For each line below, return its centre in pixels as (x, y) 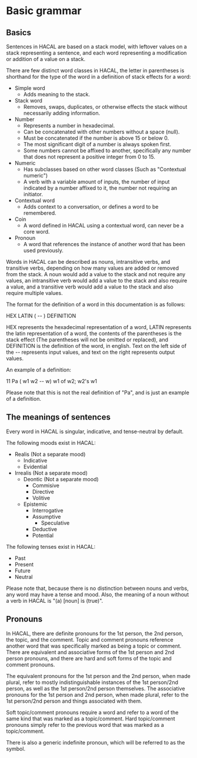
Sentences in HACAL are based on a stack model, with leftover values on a (96, 46)
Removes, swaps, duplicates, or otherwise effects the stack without (105, 107)
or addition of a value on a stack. (46, 59)
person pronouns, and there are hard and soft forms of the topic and (89, 658)
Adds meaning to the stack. (56, 94)
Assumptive (46, 516)
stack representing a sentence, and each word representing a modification (96, 53)
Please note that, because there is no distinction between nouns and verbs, (98, 588)
